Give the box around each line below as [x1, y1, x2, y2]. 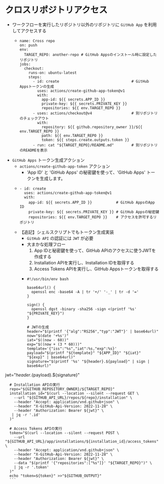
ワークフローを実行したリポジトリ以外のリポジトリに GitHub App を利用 [12, 22, 157, 27]
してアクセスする [12, 27, 47, 33]
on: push [19, 43, 38, 48]
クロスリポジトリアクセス [5, 4, 108, 16]
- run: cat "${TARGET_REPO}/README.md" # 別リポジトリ [32, 143, 158, 148]
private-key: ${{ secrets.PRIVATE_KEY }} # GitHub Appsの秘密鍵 [28, 209, 160, 214]
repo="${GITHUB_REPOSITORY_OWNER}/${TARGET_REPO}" [9, 386, 115, 391]
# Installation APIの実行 [9, 382, 60, 387]
